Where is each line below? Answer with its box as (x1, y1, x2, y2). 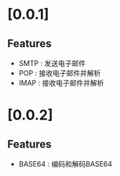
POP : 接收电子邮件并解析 (18, 68, 101, 78)
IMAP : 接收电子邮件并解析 (18, 79, 104, 87)
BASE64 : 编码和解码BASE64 (18, 159, 113, 168)
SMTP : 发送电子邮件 (18, 59, 86, 68)
